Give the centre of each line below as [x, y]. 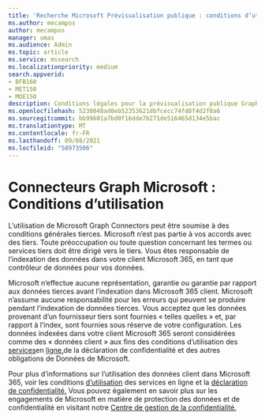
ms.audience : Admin [40, 45]
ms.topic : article [38, 52]
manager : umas [32, 38]
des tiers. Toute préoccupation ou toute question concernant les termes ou [130, 243]
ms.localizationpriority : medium [63, 67]
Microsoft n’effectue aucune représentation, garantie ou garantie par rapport [132, 283]
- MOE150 [22, 96]
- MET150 [22, 89]
